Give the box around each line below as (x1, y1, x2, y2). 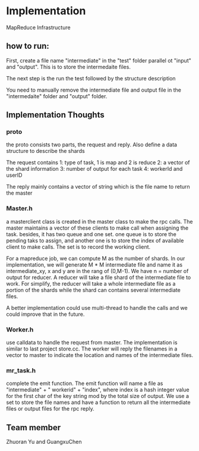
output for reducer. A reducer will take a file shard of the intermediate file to (6, 274, 191, 281)
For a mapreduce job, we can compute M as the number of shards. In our (6, 255, 185, 262)
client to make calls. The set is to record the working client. (6, 243, 151, 250)
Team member (6, 422, 61, 433)
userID (6, 171, 23, 179)
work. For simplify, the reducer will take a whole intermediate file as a (6, 280, 176, 287)
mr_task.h (6, 366, 36, 374)
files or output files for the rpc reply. (6, 405, 94, 412)
